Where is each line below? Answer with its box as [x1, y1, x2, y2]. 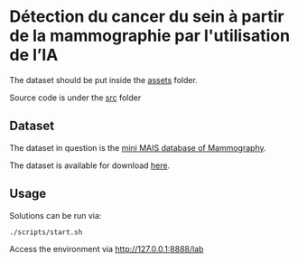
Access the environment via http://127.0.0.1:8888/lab [9, 244, 204, 255]
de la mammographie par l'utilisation [9, 25, 291, 46]
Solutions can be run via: [9, 210, 102, 221]
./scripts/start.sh [9, 228, 83, 237]
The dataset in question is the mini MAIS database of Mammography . [9, 142, 266, 153]
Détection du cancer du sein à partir [9, 6, 284, 27]
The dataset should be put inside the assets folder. [9, 74, 199, 85]
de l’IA [9, 45, 59, 65]
